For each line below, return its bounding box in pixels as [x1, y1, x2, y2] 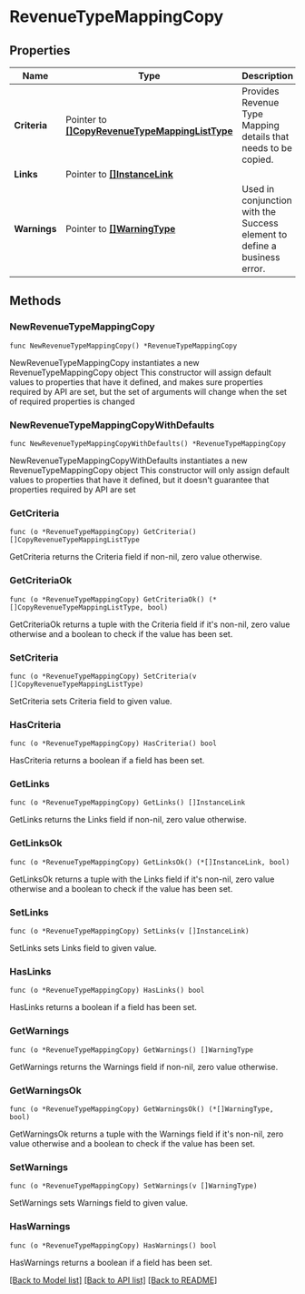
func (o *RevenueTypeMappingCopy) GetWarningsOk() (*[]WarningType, [9, 1104, 274, 1114]
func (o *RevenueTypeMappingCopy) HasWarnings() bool [9, 1240, 218, 1250]
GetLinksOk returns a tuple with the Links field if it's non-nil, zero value [9, 874, 275, 885]
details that [241, 130, 290, 143]
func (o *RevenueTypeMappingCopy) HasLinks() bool [9, 986, 205, 996]
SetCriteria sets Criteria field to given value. [9, 695, 172, 706]
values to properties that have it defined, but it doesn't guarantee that [9, 474, 270, 485]
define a [241, 239, 277, 252]
